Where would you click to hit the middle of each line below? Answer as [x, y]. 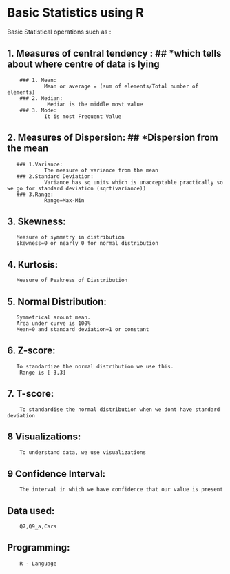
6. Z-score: [31, 351]
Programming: [39, 547]
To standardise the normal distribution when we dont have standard [120, 409]
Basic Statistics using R [76, 13]
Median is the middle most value [95, 104]
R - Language [38, 564]
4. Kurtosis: [33, 265]
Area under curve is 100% [53, 324]
